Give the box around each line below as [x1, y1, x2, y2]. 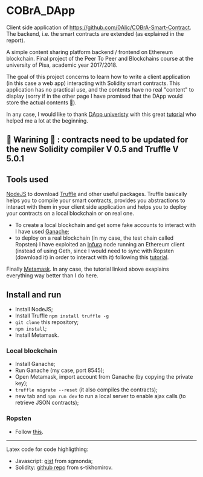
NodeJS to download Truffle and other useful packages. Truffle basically [6, 191, 187, 198]
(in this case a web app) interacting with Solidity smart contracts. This [6, 79, 180, 87]
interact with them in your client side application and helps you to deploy [6, 203, 187, 211]
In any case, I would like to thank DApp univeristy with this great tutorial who [6, 110, 196, 118]
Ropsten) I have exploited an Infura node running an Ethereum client [14, 241, 185, 248]
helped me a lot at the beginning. [6, 117, 89, 124]
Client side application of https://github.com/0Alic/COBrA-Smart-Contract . [6, 24, 192, 31]
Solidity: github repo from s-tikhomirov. [14, 464, 113, 471]
